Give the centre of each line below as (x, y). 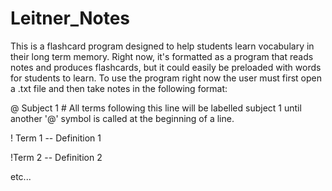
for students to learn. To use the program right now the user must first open (166, 78)
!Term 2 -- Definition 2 (56, 157)
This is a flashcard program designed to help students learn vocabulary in (162, 46)
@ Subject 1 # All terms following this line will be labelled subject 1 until (156, 108)
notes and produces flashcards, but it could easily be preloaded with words (166, 67)
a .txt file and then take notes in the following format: (119, 88)
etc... (21, 176)
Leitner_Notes (70, 18)
